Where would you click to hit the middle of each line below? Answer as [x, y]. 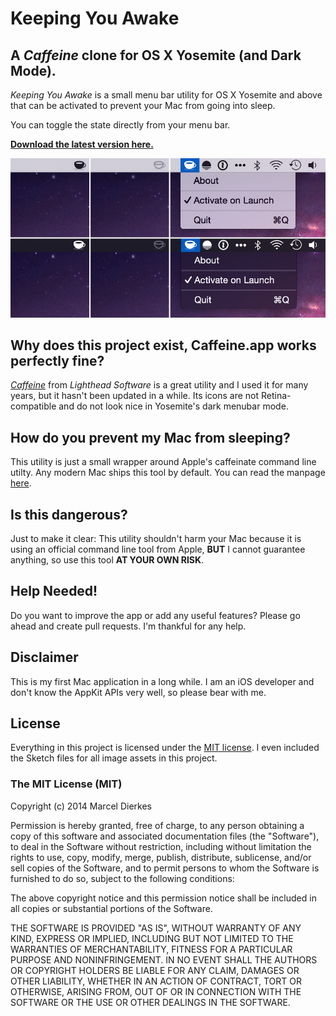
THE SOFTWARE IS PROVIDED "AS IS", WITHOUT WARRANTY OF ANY [156, 928]
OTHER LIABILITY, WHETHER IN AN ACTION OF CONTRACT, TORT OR [156, 981]
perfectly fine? [57, 360]
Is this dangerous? [69, 514]
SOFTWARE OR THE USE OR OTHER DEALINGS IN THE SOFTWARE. [150, 1002]
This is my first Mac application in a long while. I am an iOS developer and [162, 681]
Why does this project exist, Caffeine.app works [163, 345]
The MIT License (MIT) [66, 784]
